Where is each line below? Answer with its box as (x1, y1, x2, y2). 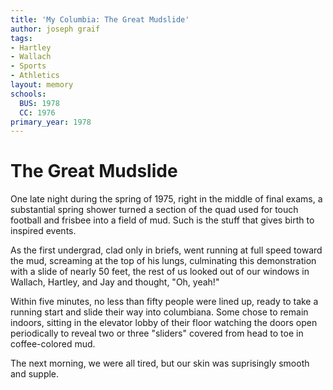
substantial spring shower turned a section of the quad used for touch (10, 204, 299, 216)
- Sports (10, 61, 47, 71)
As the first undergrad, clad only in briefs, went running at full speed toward (10, 244, 323, 256)
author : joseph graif (10, 24, 101, 34)
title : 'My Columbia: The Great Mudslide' (10, 14, 190, 25)
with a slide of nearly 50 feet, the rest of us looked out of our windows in (10, 266, 310, 278)
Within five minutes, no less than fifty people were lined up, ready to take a (10, 296, 319, 308)
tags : (10, 33, 33, 43)
